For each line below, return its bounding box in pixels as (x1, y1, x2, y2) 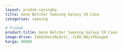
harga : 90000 (5, 39, 32, 45)
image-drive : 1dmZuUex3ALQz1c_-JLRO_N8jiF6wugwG (5, 35, 108, 40)
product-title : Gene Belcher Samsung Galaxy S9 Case (5, 30, 117, 35)
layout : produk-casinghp (5, 7, 57, 12)
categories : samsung (5, 16, 48, 21)
